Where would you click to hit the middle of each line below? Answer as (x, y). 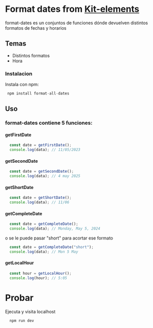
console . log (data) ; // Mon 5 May (44, 252)
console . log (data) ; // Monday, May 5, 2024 (55, 229)
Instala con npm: (22, 85)
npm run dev (22, 321)
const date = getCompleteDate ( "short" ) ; (52, 247)
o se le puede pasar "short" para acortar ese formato (59, 238)
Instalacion (19, 74)
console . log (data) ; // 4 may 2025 (45, 176)
